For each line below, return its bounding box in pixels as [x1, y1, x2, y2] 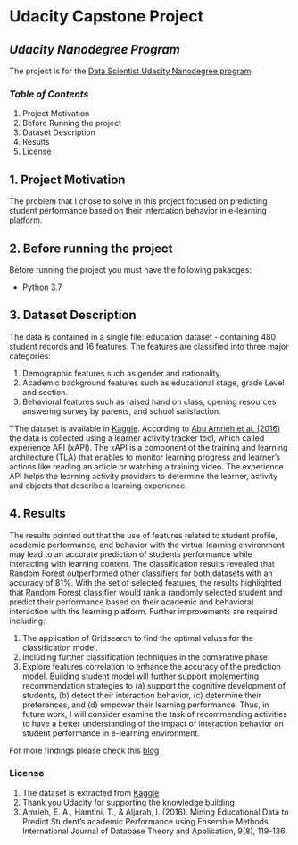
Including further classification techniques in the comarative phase [21, 651, 269, 663]
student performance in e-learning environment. [21, 727, 201, 739]
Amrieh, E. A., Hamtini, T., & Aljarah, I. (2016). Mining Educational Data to [21, 807, 289, 817]
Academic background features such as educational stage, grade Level [21, 377, 285, 388]
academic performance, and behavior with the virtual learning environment [9, 539, 286, 550]
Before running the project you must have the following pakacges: [9, 264, 252, 275]
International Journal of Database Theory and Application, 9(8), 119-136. [21, 825, 288, 836]
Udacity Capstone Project [9, 6, 204, 27]
